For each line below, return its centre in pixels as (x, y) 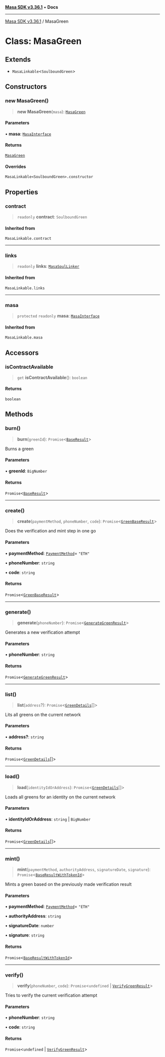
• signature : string (25, 935)
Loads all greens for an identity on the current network (60, 797)
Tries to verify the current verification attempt (51, 995)
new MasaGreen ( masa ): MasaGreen (51, 112)
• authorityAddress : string (33, 916)
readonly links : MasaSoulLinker (48, 266)
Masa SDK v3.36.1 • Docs (32, 7)
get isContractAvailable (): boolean (52, 377)
